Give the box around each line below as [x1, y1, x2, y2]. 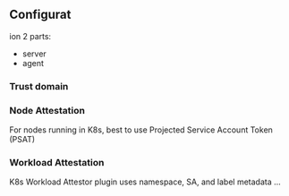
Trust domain [9, 80, 69, 92]
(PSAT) [9, 134, 36, 145]
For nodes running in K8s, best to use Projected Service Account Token [9, 124, 273, 135]
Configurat [9, 7, 72, 22]
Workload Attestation [9, 156, 105, 168]
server [21, 48, 47, 59]
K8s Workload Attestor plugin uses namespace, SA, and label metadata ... [9, 176, 282, 187]
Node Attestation [9, 104, 85, 116]
